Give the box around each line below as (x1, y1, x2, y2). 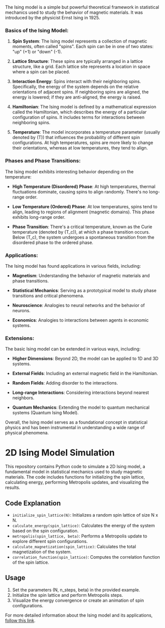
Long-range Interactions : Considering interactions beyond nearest (12, 389, 149, 395)
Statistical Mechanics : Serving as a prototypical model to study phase (12, 287, 157, 293)
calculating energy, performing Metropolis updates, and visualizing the (5, 480, 149, 485)
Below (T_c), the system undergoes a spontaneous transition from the (12, 234, 155, 240)
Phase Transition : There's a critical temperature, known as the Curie (12, 224, 152, 230)
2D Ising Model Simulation (5, 447, 115, 458)
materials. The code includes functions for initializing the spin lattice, (5, 474, 145, 480)
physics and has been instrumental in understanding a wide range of (5, 425, 145, 431)
